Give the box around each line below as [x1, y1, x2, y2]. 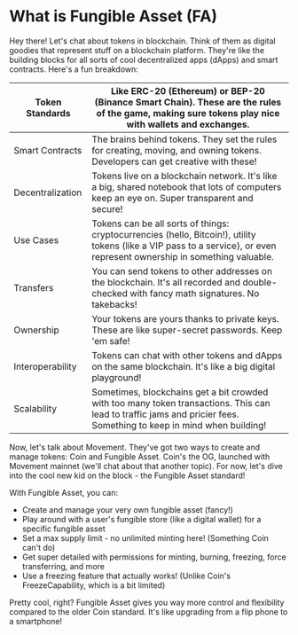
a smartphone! [9, 615, 63, 626]
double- [242, 276, 278, 288]
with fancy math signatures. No [129, 286, 260, 299]
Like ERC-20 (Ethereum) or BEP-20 [110, 84, 266, 97]
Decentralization [13, 186, 82, 199]
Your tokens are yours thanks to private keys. [91, 312, 279, 325]
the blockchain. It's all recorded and [91, 276, 241, 288]
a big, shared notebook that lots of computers [91, 180, 282, 192]
